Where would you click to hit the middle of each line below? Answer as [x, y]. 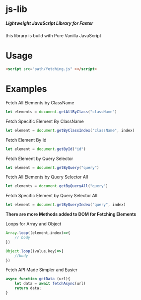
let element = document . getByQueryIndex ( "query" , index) [66, 205]
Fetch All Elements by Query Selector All [47, 177]
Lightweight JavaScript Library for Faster [49, 23]
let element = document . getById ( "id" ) [46, 149]
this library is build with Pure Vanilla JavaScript [53, 36]
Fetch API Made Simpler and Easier [42, 270]
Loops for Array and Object [34, 224]
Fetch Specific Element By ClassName [45, 121]
